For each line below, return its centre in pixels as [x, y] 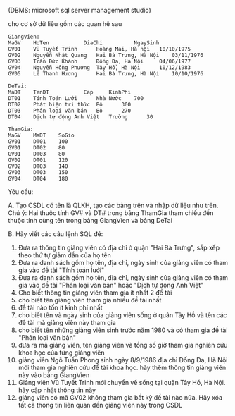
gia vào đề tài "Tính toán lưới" [61, 270]
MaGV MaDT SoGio [41, 135]
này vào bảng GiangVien [54, 375]
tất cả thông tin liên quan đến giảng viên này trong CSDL [100, 405]
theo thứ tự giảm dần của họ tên [65, 255]
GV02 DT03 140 [38, 166]
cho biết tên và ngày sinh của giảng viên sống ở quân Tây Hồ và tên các [122, 315]
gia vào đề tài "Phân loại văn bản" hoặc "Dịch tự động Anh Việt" [111, 285]
